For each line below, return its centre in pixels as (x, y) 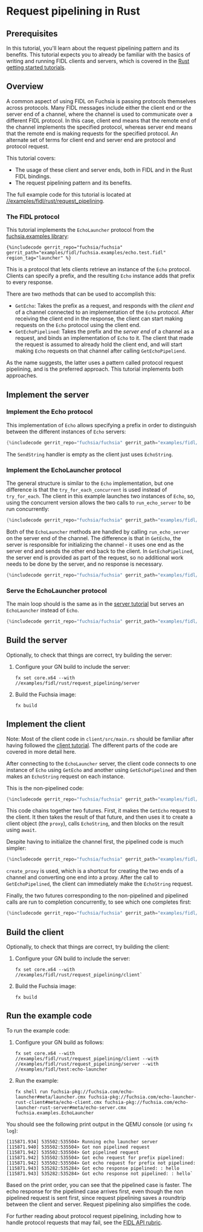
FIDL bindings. (33, 176)
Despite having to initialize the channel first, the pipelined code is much (95, 842)
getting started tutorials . (36, 67)
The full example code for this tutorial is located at (69, 194)
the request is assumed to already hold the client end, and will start (98, 345)
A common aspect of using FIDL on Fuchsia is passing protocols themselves (101, 101)
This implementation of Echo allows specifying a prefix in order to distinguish (101, 425)
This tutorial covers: (31, 158)
